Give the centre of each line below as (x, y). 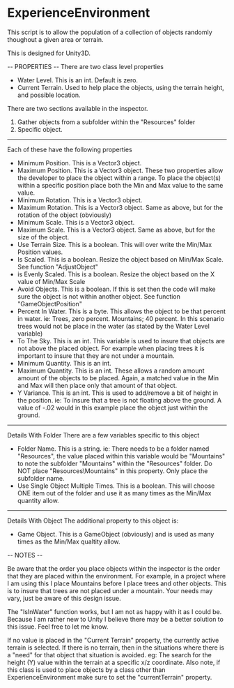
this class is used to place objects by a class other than (86, 670)
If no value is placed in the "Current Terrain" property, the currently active (113, 640)
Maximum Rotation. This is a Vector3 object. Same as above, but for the (120, 207)
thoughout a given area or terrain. (55, 39)
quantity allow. (38, 500)
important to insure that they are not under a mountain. (96, 356)
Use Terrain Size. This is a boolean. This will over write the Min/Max (115, 244)
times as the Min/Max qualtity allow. (69, 541)
